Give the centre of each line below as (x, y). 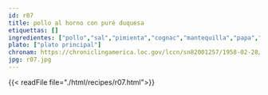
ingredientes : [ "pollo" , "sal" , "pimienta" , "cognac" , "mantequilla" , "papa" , (134, 38)
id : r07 (21, 15)
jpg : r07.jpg (30, 60)
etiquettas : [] (33, 30)
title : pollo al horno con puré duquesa (77, 23)
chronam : (23, 52)
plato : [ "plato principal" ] (55, 45)
